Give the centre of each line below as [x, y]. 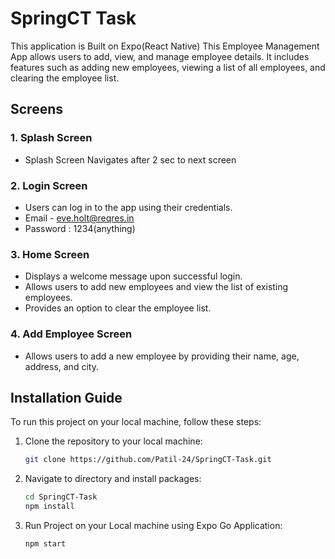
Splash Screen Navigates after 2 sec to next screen [130, 159]
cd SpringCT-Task [61, 497]
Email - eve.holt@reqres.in [79, 218]
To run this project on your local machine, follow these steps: [136, 422]
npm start [45, 543]
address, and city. [61, 366]
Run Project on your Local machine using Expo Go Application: [153, 525]
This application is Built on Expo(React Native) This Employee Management [165, 46]
